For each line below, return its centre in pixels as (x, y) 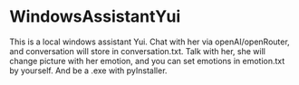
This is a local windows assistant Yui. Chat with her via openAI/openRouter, (149, 42)
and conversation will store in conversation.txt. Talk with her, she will (137, 51)
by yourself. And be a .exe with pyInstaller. (88, 71)
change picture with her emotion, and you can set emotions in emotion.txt (147, 61)
